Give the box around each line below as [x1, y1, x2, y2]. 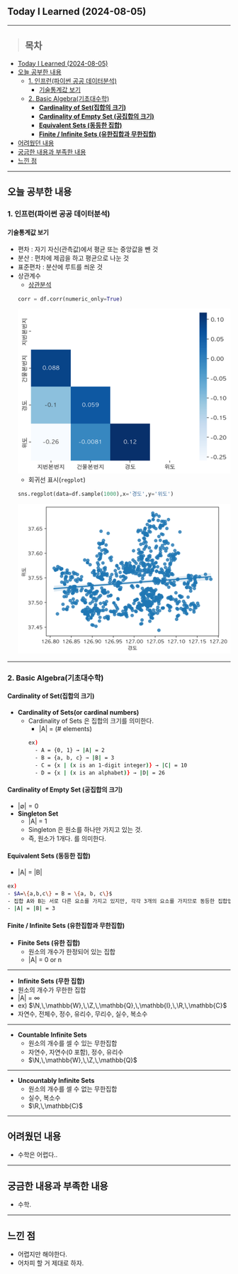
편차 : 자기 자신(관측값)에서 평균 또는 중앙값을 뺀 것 [17, 245, 159, 254]
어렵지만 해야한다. [17, 1250, 67, 1258]
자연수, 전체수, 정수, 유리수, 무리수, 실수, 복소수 [17, 1009, 148, 1018]
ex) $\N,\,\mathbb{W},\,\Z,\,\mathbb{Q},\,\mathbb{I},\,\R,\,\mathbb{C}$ [17, 1001, 227, 1010]
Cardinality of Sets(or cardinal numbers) [17, 708, 140, 717]
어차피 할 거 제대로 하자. [17, 1258, 84, 1267]
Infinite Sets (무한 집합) [17, 976, 85, 985]
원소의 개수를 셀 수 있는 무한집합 [28, 1039, 118, 1047]
